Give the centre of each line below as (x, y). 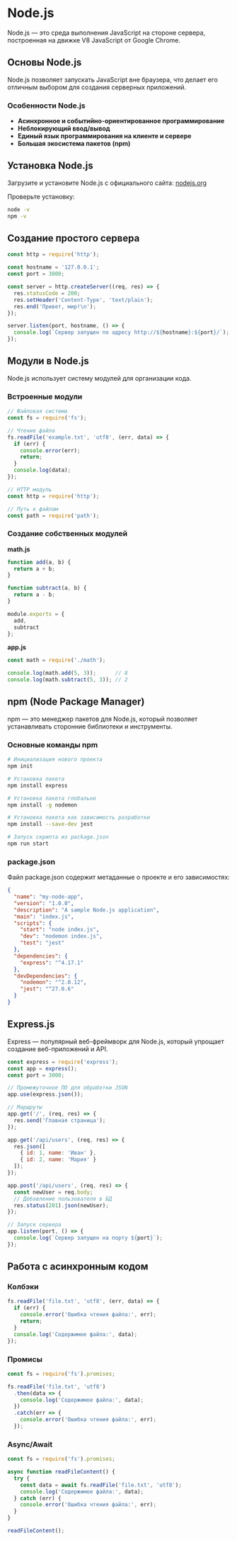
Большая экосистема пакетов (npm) (74, 144)
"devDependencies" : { (46, 976)
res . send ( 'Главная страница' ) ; (60, 1120)
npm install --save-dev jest (50, 824)
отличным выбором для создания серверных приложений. (97, 87)
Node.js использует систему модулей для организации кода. (99, 378)
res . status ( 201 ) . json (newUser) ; (62, 1205)
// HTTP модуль (30, 489)
